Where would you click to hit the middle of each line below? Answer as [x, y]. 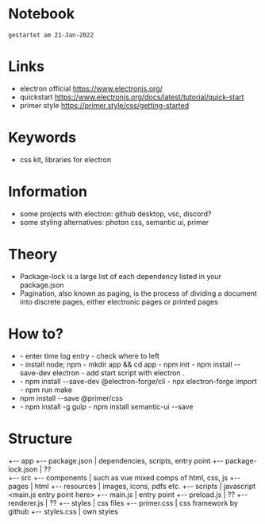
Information [48, 192]
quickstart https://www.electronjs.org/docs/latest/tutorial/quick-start [132, 97]
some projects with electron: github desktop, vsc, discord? [115, 213]
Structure [40, 439]
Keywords [42, 138]
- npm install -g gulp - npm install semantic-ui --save [106, 406]
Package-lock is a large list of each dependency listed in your [121, 276]
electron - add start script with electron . [119, 373]
